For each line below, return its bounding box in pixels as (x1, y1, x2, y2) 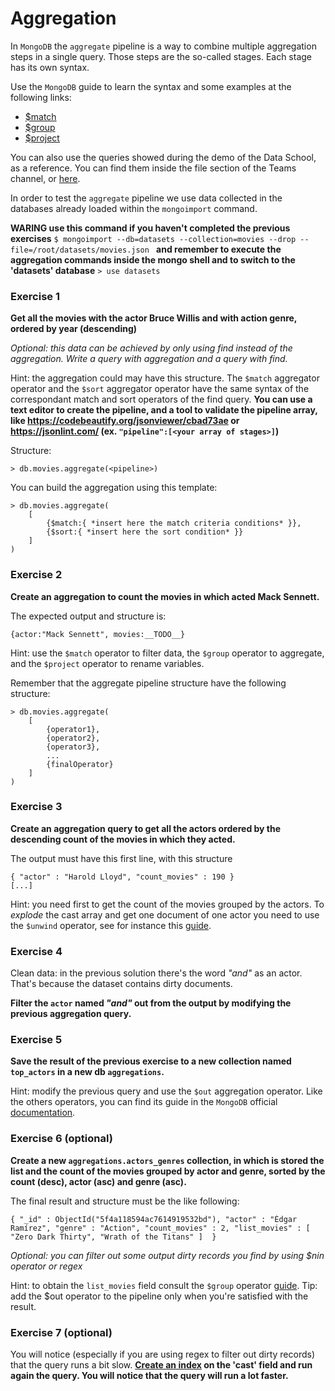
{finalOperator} (46, 759, 114, 769)
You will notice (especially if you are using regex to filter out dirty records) (10, 1348, 316, 1361)
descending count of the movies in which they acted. (10, 833, 236, 845)
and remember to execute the (156, 243, 282, 255)
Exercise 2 (10, 568, 63, 582)
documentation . (10, 1107, 76, 1119)
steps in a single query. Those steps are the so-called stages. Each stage (10, 50, 313, 62)
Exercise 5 (10, 1033, 63, 1047)
